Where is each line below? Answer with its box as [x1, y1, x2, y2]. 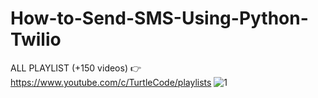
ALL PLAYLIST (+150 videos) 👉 [10, 62, 142, 74]
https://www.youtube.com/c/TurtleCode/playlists [10, 76, 212, 88]
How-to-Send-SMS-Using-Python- [10, 7, 309, 30]
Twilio [10, 28, 62, 51]
